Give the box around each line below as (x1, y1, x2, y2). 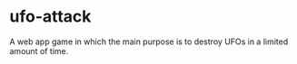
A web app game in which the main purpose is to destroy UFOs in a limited (9, 36, 289, 47)
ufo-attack (9, 6, 92, 27)
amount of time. (9, 45, 69, 56)
